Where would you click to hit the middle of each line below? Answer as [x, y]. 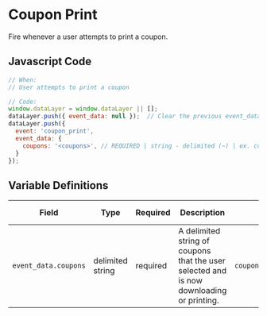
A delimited [199, 231]
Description [203, 213]
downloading [203, 291]
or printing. [199, 301]
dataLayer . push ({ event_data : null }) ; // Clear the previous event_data [135, 117]
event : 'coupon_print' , [54, 131]
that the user [202, 261]
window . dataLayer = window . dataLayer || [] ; [83, 109]
